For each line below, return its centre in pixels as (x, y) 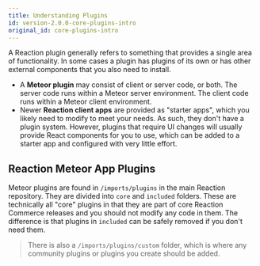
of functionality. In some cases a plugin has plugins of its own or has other (130, 61)
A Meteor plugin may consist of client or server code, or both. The (128, 85)
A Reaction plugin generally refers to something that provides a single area (130, 53)
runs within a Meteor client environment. (86, 102)
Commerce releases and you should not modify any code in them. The (123, 213)
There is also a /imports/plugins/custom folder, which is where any (137, 245)
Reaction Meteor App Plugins (82, 168)
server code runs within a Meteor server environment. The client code (134, 93)
